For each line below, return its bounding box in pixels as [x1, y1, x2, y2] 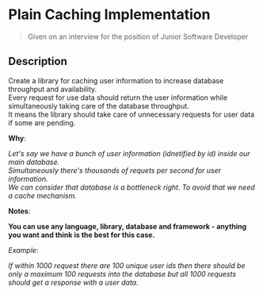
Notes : [8, 206, 31, 216]
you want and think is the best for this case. [8, 230, 155, 239]
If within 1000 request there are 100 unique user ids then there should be [8, 260, 246, 270]
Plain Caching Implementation [8, 6, 211, 24]
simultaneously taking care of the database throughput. [8, 101, 190, 110]
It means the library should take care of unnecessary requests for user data [8, 109, 255, 119]
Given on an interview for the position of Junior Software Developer [27, 32, 249, 41]
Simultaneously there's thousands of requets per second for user [8, 165, 222, 175]
